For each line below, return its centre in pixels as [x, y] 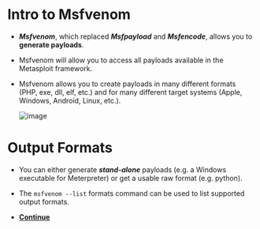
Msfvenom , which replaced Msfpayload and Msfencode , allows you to [136, 36]
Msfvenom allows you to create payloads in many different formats [127, 84]
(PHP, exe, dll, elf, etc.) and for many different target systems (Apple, [130, 92]
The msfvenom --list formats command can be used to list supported [132, 193]
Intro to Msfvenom [69, 15]
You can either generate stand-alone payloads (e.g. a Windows [123, 169]
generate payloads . [51, 44]
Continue [34, 217]
